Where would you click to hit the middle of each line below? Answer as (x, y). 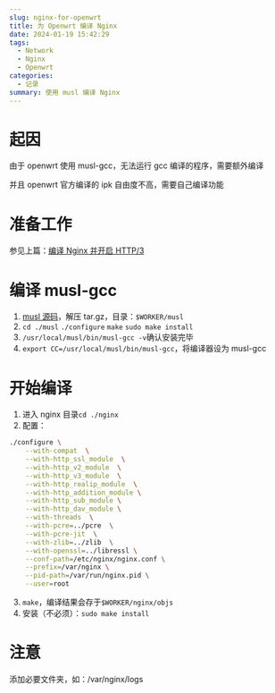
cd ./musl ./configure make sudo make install (108, 327)
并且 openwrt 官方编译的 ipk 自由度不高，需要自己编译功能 (117, 185)
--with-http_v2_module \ (74, 467)
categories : (31, 76)
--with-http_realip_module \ (82, 484)
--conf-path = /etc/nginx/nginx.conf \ (96, 559)
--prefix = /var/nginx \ (67, 567)
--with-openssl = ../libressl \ (82, 551)
